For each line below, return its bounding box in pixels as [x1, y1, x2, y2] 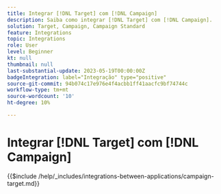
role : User [7, 42, 38, 49]
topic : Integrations [7, 36, 66, 43]
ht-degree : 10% [7, 99, 51, 106]
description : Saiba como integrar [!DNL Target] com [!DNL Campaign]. [7, 16, 213, 23]
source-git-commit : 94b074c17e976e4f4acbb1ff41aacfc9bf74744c [7, 80, 188, 87]
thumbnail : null [7, 61, 53, 68]
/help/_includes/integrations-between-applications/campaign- [38, 172, 214, 180]
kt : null [7, 55, 32, 62]
